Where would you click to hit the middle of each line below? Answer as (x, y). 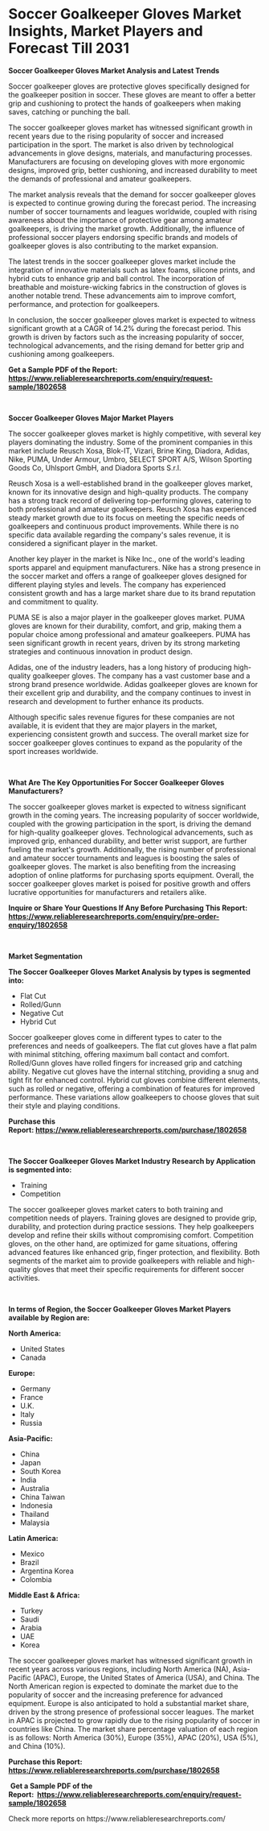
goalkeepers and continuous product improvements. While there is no (124, 526)
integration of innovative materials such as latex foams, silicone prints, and (132, 270)
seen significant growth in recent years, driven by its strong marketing (124, 643)
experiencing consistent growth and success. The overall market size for (128, 734)
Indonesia (36, 1505)
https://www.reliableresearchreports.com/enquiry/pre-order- (114, 916)
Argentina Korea (47, 1571)
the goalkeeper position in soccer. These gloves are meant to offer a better (132, 94)
